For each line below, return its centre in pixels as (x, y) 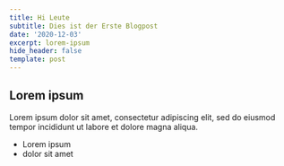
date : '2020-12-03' (46, 34)
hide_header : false (46, 51)
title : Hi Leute (39, 17)
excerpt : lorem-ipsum (50, 43)
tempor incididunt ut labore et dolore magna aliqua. (104, 127)
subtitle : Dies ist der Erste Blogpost (84, 26)
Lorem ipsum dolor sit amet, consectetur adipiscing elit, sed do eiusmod (142, 117)
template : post (38, 59)
